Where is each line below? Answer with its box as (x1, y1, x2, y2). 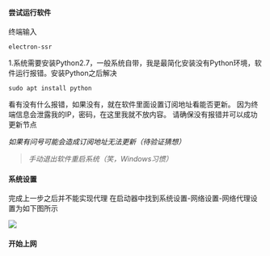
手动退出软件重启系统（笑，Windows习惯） (27, 154, 173, 164)
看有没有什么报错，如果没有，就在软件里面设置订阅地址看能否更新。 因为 (8, 99, 251, 109)
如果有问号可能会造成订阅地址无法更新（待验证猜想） (8, 137, 186, 147)
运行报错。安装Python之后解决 (15, 69, 117, 78)
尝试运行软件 (8, 7, 51, 17)
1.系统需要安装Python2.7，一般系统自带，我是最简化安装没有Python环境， (8, 58, 255, 68)
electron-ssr (8, 43, 53, 52)
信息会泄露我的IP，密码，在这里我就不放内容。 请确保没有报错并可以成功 (15, 110, 258, 120)
